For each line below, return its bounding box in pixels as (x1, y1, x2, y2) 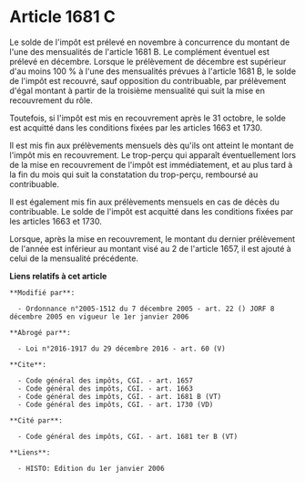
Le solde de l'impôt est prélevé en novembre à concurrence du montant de (9, 37, 290, 47)
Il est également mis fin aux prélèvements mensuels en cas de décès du (9, 196, 280, 207)
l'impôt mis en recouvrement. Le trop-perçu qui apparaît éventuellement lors (9, 149, 297, 161)
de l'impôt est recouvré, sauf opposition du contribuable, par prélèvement (9, 75, 287, 86)
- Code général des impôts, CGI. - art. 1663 (17, 383, 194, 393)
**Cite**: (9, 360, 47, 369)
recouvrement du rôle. (9, 94, 93, 106)
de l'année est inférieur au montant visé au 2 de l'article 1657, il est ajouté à (9, 243, 291, 254)
